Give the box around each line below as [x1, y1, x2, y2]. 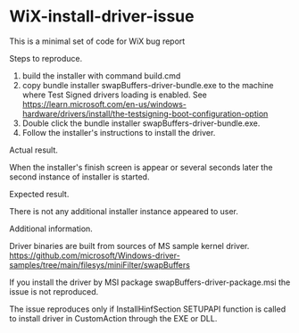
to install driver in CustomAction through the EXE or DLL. [9, 312, 218, 323]
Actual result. [9, 145, 58, 155]
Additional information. [9, 223, 94, 234]
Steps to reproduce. [9, 53, 83, 63]
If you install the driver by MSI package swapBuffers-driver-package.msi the [9, 277, 291, 287]
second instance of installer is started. [9, 171, 150, 182]
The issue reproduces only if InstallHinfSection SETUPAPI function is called [9, 304, 287, 314]
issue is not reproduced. [9, 286, 99, 296]
